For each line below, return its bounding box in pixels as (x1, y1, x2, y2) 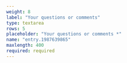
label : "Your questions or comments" (6, 14, 101, 20)
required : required (6, 48, 55, 54)
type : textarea (6, 20, 44, 26)
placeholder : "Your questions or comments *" (6, 31, 122, 37)
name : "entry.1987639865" (6, 37, 71, 43)
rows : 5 (6, 25, 26, 32)
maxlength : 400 (6, 43, 44, 49)
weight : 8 (6, 8, 31, 15)
